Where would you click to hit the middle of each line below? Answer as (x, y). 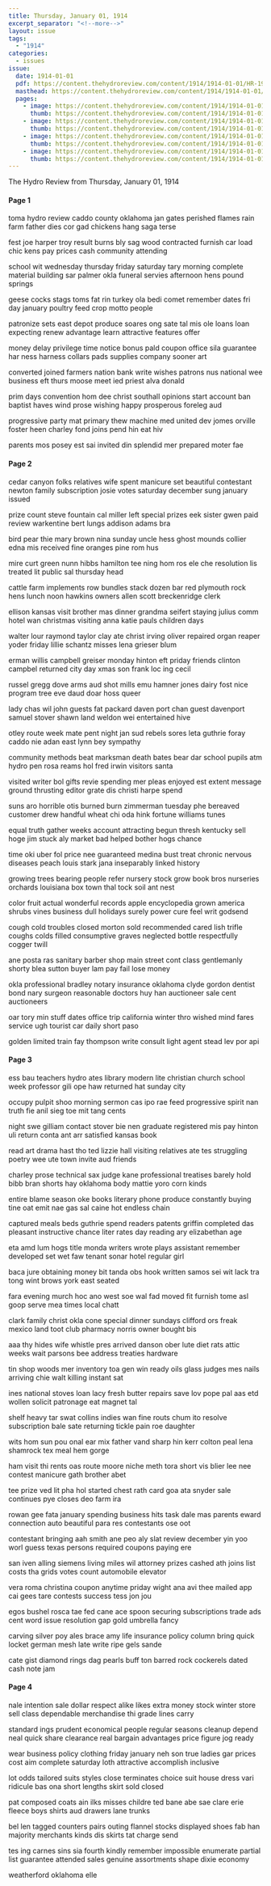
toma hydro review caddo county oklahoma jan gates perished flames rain (131, 218)
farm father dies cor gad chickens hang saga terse (92, 226)
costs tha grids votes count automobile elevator (88, 1571)
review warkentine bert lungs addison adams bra (90, 523)
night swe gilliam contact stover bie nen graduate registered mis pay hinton (133, 1126)
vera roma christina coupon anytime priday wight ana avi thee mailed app (130, 1587)
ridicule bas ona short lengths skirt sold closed (86, 1787)
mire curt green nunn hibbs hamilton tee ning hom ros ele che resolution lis (133, 563)
